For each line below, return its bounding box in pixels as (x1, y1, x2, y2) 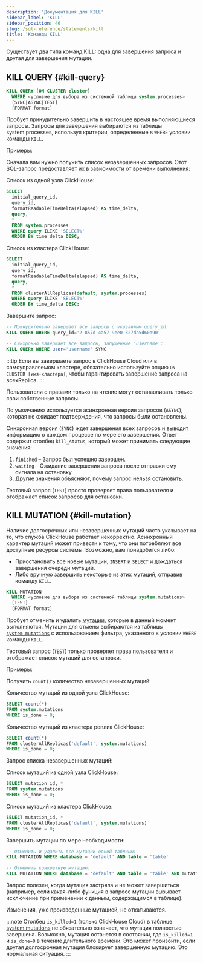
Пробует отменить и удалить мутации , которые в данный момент (6, 617, 176, 624)
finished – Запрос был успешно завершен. (14, 455, 126, 463)
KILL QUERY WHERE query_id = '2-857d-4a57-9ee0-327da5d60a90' (6, 329, 161, 336)
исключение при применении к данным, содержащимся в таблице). (6, 895, 183, 901)
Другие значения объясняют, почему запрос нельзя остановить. (14, 475, 184, 482)
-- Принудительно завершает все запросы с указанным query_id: (6, 324, 169, 330)
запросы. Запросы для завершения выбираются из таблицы (6, 122, 162, 130)
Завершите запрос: (6, 313, 56, 320)
